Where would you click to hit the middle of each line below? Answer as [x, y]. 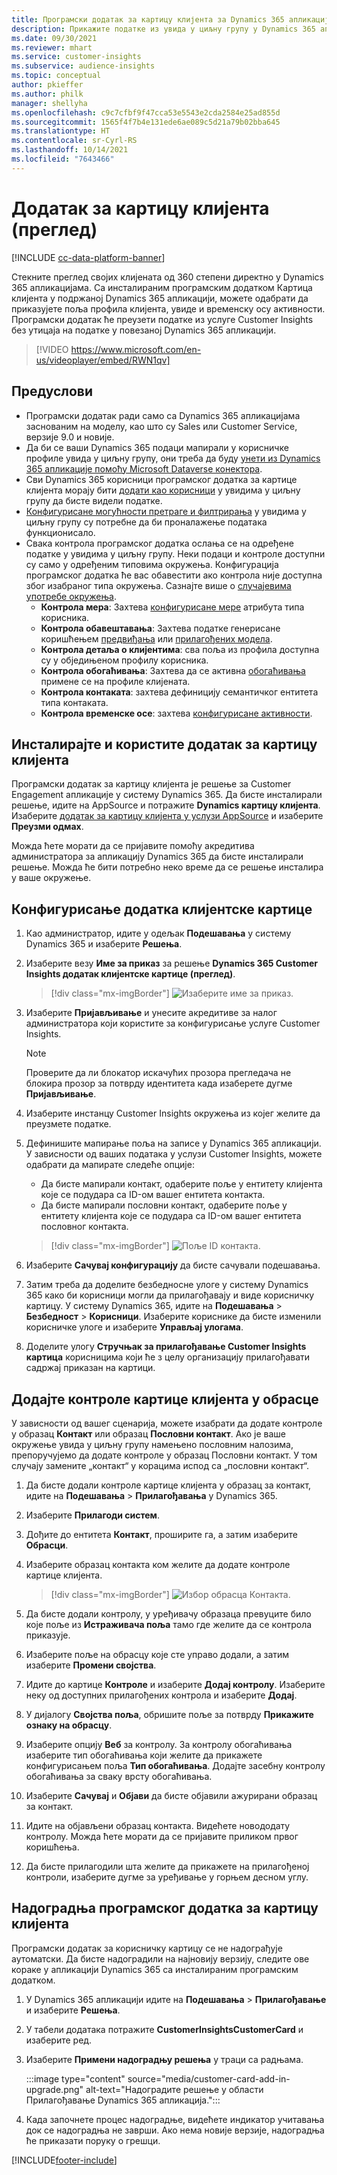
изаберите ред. [59, 2040]
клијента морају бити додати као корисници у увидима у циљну [163, 490]
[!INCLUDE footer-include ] [64, 2160]
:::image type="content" [75, 2078]
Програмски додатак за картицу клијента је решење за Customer [151, 784]
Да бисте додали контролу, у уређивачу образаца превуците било [168, 1613]
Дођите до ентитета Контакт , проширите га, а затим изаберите [161, 1534]
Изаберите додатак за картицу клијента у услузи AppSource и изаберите [167, 816]
